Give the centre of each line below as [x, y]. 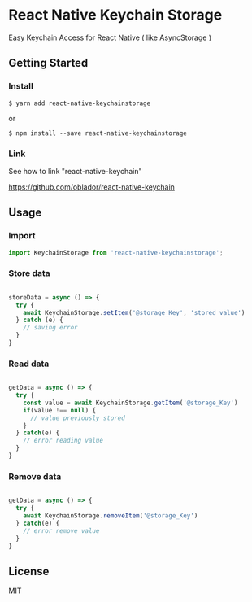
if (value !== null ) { [59, 410]
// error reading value [63, 441]
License [29, 571]
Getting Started [48, 63]
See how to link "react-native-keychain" [75, 171]
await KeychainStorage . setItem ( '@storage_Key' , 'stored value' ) [134, 312]
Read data [29, 364]
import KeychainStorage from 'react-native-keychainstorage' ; [116, 253]
